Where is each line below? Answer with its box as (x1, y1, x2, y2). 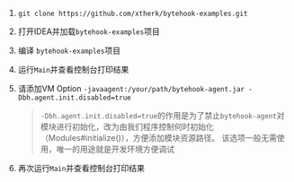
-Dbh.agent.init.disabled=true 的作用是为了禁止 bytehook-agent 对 (40, 110, 285, 120)
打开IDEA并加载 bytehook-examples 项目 (17, 26, 160, 37)
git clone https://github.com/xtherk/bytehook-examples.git (17, 9, 248, 18)
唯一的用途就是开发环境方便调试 (56, 143, 175, 154)
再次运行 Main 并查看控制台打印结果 (17, 163, 146, 173)
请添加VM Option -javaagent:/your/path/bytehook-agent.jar (17, 83, 245, 93)
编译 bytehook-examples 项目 (17, 45, 121, 56)
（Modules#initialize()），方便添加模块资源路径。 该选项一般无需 (40, 133, 277, 143)
